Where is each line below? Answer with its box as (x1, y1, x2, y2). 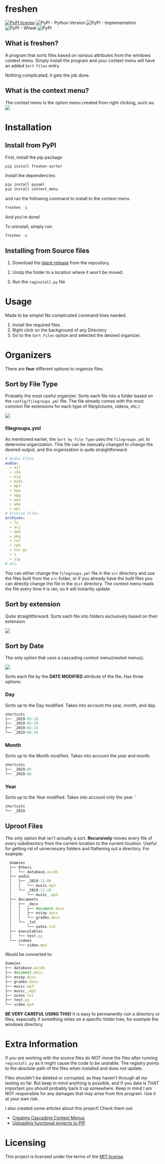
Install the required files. (12, 322, 61, 328)
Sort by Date (5, 642, 44, 650)
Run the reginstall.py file (12, 279, 65, 285)
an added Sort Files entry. (5, 62, 60, 68)
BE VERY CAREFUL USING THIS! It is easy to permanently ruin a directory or (5, 1011, 160, 1017)
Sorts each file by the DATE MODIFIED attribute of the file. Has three (5, 674, 144, 680)
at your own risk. (5, 1096, 39, 1102)
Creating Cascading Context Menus (12, 1115, 85, 1121)
